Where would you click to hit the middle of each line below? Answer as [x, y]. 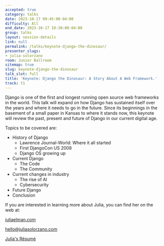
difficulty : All [22, 23]
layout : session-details [31, 38]
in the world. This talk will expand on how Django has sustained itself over [80, 102]
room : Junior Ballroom [28, 60]
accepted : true [21, 10]
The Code [30, 164]
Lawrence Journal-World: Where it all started [65, 143]
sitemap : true [20, 65]
